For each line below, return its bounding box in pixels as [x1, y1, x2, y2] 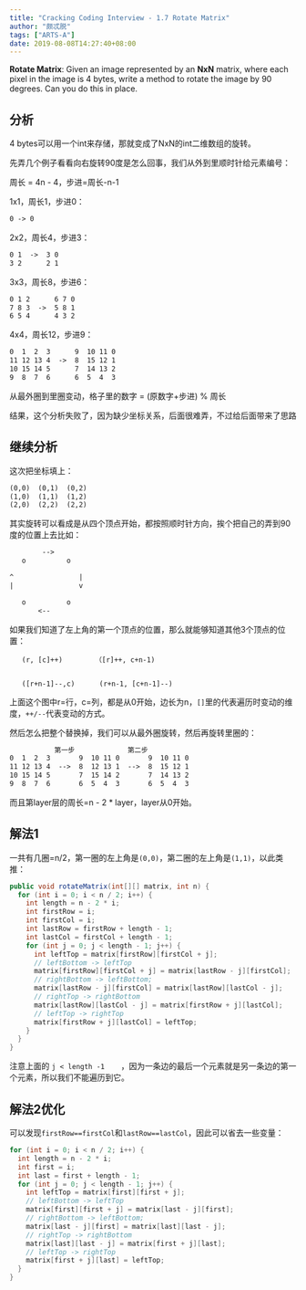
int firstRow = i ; [25, 907, 96, 917]
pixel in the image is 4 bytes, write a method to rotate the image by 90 [9, 74, 272, 85]
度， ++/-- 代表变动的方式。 [9, 708, 110, 718]
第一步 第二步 [54, 745, 148, 754]
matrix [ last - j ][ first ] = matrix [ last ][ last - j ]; [25, 1222, 226, 1231]
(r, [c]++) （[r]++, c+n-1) [21, 655, 156, 665]
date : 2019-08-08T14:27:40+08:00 [9, 38, 137, 48]
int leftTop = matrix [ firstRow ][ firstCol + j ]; [33, 949, 219, 959]
